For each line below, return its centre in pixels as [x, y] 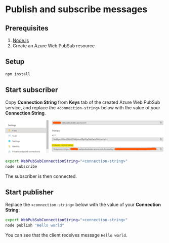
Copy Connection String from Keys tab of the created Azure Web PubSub [83, 102]
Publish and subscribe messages [76, 9]
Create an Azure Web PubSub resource [54, 46]
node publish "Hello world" [35, 225]
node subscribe [21, 167]
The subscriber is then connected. [41, 176]
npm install [18, 74]
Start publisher [30, 192]
